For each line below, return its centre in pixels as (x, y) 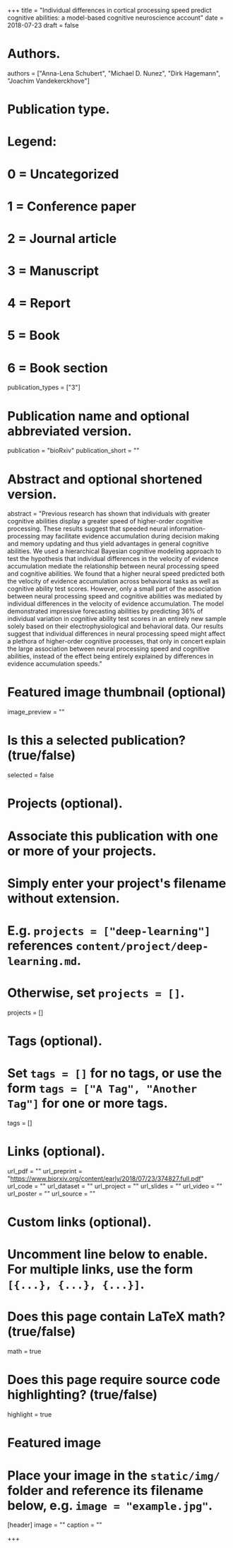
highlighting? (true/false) (82, 1395)
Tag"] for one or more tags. (88, 1103)
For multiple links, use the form (100, 1269)
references (40, 945)
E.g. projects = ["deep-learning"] (109, 930)
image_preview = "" (36, 712)
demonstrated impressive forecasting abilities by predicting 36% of (105, 611)
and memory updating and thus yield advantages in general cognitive (108, 544)
